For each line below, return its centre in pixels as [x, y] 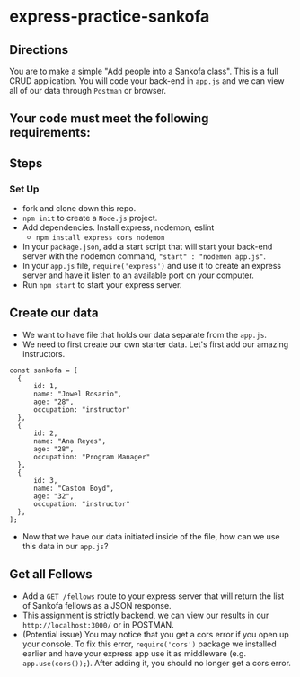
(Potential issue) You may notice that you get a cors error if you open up [155, 634]
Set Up [24, 189]
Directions [39, 50]
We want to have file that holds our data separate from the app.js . [145, 334]
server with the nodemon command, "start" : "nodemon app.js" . [144, 256]
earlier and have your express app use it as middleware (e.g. [134, 653]
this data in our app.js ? [65, 546]
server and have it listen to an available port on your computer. [138, 275]
